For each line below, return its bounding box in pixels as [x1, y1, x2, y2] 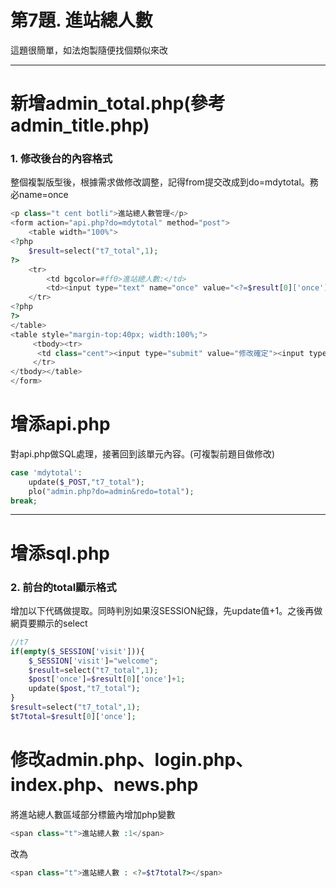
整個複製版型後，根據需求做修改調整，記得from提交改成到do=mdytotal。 [10, 176, 310, 188]
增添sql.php [10, 542, 111, 565]
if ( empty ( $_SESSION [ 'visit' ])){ [10, 646, 145, 656]
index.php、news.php [10, 774, 199, 796]
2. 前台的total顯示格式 [10, 580, 117, 594]
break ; [10, 496, 38, 506]
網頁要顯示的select [10, 617, 88, 629]
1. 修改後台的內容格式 [10, 152, 113, 166]
